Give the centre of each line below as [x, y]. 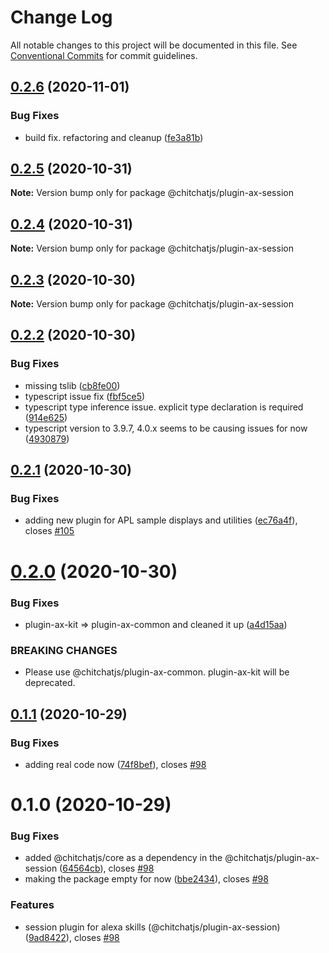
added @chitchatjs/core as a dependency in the [123, 858]
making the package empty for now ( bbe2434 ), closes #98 [146, 879]
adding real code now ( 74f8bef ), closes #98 [115, 764]
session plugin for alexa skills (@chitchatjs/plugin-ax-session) [152, 927]
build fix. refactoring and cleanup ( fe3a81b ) [114, 137]
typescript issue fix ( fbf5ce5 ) [85, 396]
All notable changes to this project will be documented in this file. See [154, 45]
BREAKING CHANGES [64, 650]
